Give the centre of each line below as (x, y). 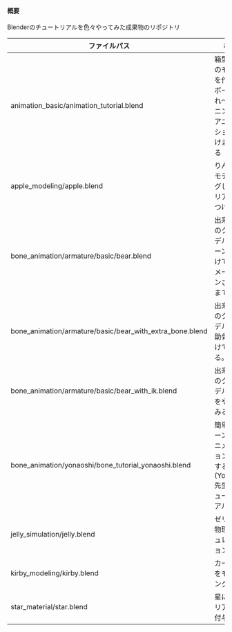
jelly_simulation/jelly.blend (53, 535)
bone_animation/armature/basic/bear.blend (81, 256)
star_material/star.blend (49, 607)
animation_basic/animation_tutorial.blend (77, 106)
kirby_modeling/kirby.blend (55, 573)
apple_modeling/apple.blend (57, 186)
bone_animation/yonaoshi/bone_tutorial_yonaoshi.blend (101, 465)
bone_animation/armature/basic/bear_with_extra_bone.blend (109, 331)
